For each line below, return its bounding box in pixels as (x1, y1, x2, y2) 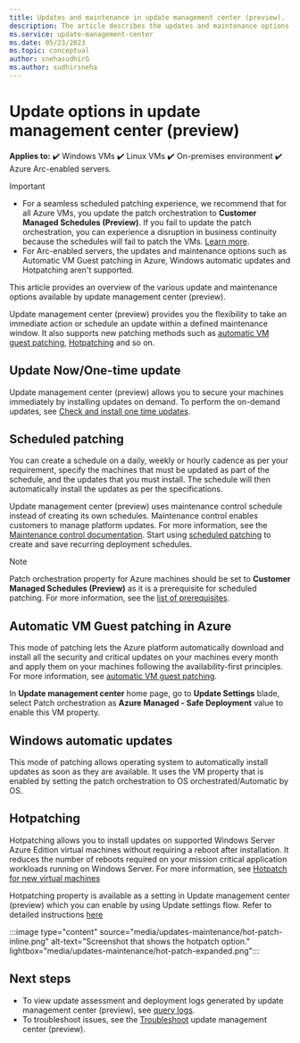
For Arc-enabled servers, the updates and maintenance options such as (21, 245, 287, 256)
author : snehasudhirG (9, 55, 90, 63)
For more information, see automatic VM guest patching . (9, 671, 217, 682)
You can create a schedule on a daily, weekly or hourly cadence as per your (9, 455, 288, 466)
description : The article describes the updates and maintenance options (9, 21, 290, 30)
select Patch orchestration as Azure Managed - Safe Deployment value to (9, 698, 284, 709)
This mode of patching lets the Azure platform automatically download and (9, 643, 284, 653)
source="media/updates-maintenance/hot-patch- (99, 926, 283, 937)
